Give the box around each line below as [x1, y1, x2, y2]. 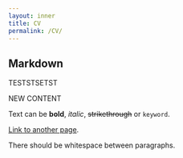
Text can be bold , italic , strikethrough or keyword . [8, 110, 170, 119]
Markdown [8, 56, 64, 70]
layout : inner [8, 11, 56, 20]
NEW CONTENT [8, 94, 62, 103]
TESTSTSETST [8, 78, 58, 88]
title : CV [8, 19, 42, 27]
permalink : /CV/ [8, 27, 63, 35]
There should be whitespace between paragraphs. [8, 140, 176, 150]
